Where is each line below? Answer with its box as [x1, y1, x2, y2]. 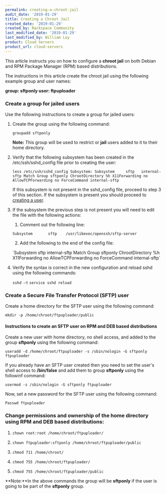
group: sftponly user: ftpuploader [5, 87, 76, 93]
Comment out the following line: [19, 222, 85, 228]
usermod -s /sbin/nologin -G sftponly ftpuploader [5, 382, 112, 388]
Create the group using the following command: [12, 121, 110, 127]
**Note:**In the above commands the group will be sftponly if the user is [5, 478, 157, 484]
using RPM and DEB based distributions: [5, 418, 104, 425]
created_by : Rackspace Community [5, 26, 74, 31]
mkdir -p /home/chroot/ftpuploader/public [5, 313, 94, 318]
